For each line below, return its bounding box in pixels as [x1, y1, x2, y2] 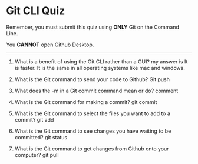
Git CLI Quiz [6, 4, 65, 18]
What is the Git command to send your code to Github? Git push [14, 75, 170, 83]
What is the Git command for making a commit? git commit [14, 98, 157, 105]
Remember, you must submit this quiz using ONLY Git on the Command [6, 24, 180, 31]
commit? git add [14, 116, 54, 123]
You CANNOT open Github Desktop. [6, 41, 94, 48]
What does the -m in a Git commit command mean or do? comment [14, 87, 179, 94]
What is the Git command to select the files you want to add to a [14, 110, 171, 117]
